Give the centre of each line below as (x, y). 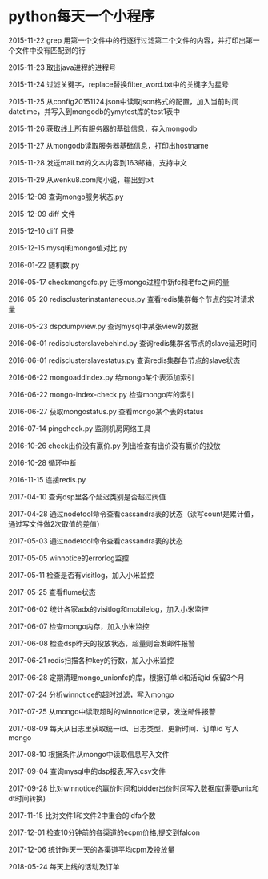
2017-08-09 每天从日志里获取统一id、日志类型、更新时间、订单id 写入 (124, 728)
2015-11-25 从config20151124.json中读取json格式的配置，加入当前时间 (124, 101)
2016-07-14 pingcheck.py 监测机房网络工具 (80, 428)
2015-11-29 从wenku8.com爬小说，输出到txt (81, 179)
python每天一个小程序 (82, 16)
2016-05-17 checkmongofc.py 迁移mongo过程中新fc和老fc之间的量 (119, 282)
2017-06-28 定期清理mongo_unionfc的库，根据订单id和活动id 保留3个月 (127, 677)
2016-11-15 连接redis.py (47, 479)
